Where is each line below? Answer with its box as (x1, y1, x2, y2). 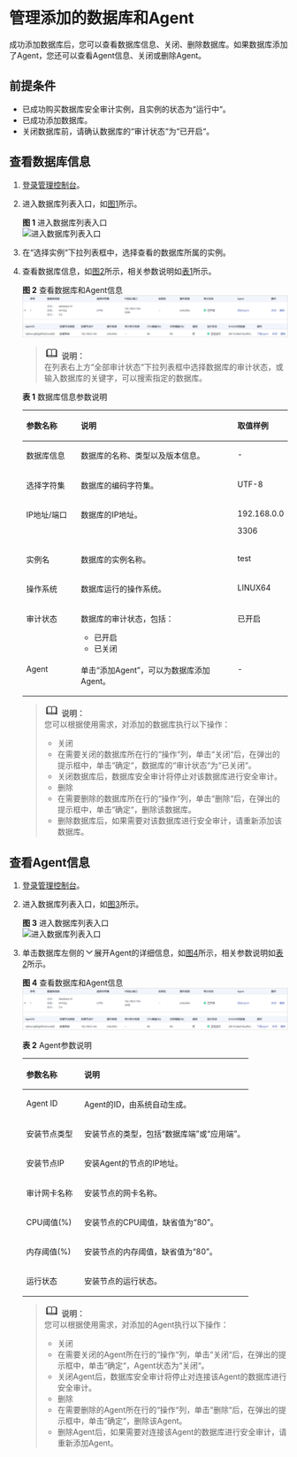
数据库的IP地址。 (80, 509, 143, 520)
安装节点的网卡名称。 (83, 1187, 162, 1198)
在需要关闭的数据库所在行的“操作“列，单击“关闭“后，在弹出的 (57, 749, 281, 759)
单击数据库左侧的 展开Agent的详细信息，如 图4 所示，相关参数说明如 (21, 948, 277, 959)
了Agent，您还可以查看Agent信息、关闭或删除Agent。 (9, 50, 206, 60)
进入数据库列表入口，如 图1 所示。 (21, 198, 142, 209)
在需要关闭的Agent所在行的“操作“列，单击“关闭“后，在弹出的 (57, 1349, 279, 1360)
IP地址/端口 (26, 509, 68, 520)
